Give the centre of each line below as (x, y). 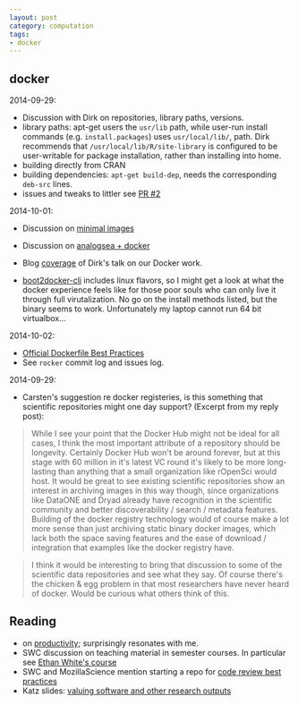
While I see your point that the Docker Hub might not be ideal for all (155, 434)
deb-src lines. (47, 184)
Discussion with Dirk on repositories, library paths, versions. (133, 118)
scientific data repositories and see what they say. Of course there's (157, 574)
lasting (43, 471)
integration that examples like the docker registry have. (132, 548)
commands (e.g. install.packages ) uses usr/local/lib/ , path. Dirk (146, 137)
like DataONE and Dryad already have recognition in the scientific (152, 500)
